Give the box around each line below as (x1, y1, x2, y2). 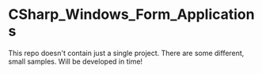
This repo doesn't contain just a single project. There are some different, (8, 48, 245, 57)
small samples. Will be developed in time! (8, 57, 143, 66)
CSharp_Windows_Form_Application (8, 6, 255, 24)
